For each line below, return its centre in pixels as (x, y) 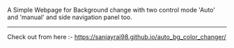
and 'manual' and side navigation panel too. (70, 17)
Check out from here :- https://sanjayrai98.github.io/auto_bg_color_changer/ (117, 37)
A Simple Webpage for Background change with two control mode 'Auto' (111, 10)
